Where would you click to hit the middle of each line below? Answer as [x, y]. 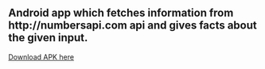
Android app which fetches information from [121, 13]
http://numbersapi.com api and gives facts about [132, 26]
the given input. [48, 38]
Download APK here [41, 57]
